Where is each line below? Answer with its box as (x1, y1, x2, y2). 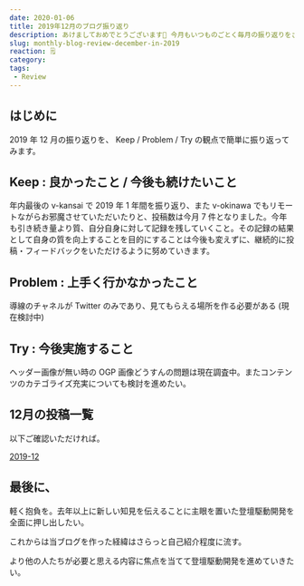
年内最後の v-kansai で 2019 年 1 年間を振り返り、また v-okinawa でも (9, 200, 270, 211)
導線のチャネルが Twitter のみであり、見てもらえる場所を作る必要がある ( (9, 300, 282, 311)
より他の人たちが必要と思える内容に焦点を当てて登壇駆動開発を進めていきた (9, 555, 295, 566)
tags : (9, 64, 30, 73)
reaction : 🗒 (9, 47, 56, 56)
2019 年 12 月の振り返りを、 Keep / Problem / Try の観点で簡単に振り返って (9, 133, 290, 145)
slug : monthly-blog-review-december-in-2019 (9, 38, 180, 48)
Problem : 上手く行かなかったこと (9, 274, 199, 290)
